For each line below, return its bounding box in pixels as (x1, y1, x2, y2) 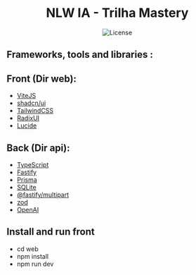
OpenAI (16, 205, 39, 214)
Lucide (16, 121, 37, 130)
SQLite (16, 183, 37, 191)
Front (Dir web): (6, 73, 77, 85)
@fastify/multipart (16, 190, 70, 199)
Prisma (16, 175, 38, 184)
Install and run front (6, 226, 96, 238)
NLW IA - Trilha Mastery (46, 5, 189, 21)
